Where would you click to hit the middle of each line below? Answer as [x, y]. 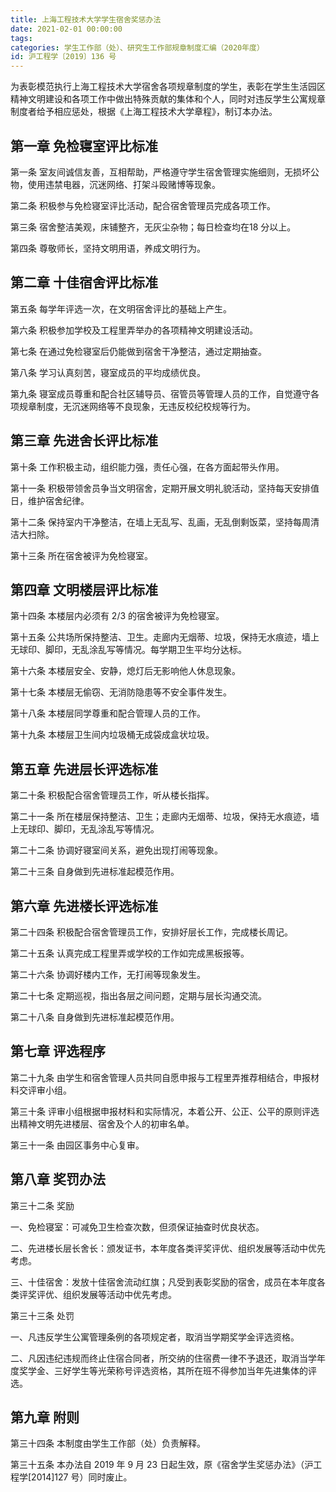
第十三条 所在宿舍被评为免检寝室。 [81, 555]
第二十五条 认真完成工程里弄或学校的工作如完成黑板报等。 [130, 953]
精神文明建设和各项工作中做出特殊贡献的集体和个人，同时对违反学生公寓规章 [168, 99]
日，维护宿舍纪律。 [50, 500]
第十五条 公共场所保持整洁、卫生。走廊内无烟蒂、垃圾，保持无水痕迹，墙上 [165, 637]
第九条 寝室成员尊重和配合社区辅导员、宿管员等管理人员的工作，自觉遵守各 [165, 393]
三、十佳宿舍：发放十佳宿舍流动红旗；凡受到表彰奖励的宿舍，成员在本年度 [163, 1282]
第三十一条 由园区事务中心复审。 [77, 1145]
